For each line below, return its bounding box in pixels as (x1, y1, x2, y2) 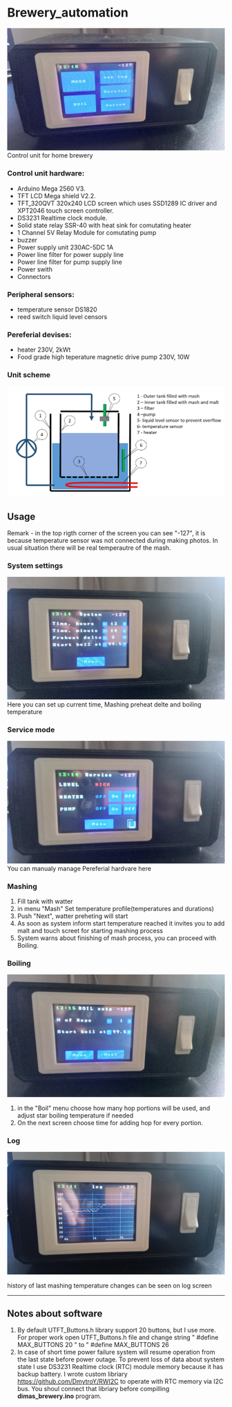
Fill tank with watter (17, 897, 73, 906)
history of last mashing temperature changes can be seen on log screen (7, 1281, 212, 1290)
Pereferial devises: (7, 329, 72, 339)
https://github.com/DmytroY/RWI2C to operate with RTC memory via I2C (17, 1377, 224, 1386)
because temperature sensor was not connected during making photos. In (7, 537, 218, 545)
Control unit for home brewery (7, 151, 93, 160)
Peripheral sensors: (7, 289, 75, 299)
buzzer (17, 236, 38, 244)
